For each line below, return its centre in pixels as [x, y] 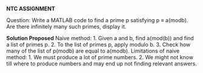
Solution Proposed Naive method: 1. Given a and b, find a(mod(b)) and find [100, 38]
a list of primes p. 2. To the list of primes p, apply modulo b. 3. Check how [98, 45]
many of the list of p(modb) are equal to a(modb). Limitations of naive [93, 51]
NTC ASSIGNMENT [31, 9]
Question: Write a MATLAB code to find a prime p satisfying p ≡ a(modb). [97, 20]
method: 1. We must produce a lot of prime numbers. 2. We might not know [100, 57]
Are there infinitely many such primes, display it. [66, 27]
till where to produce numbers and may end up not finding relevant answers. [101, 63]
